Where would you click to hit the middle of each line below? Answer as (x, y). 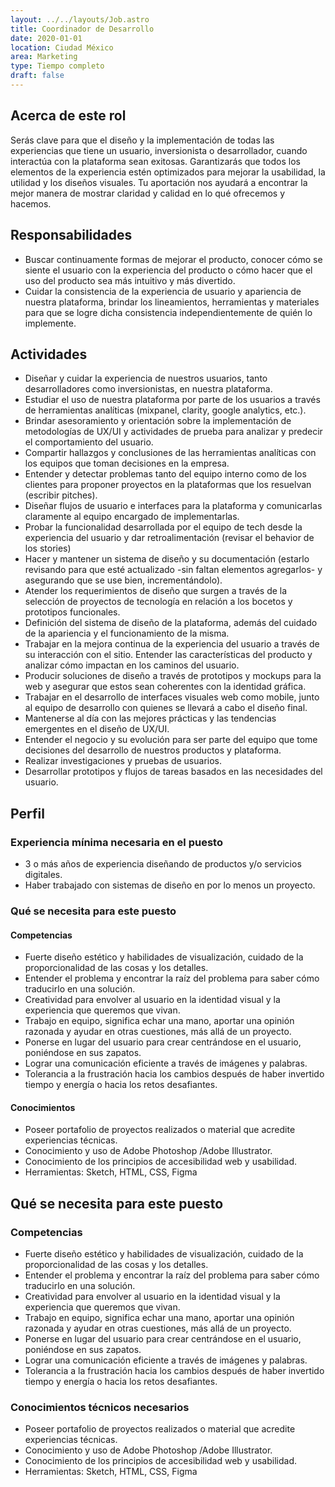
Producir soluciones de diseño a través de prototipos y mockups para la (173, 676)
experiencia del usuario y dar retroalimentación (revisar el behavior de (169, 538)
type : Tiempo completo (57, 66)
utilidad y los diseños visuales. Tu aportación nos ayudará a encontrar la (159, 182)
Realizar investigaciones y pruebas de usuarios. (123, 761)
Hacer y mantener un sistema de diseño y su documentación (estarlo (167, 559)
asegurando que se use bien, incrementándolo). (123, 580)
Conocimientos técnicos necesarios (100, 1407)
